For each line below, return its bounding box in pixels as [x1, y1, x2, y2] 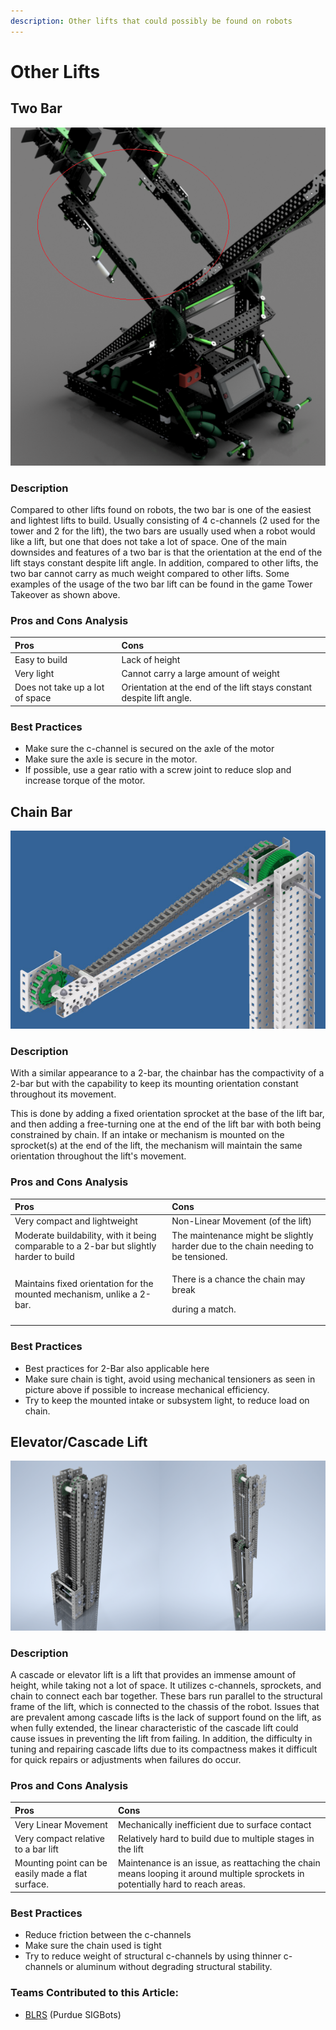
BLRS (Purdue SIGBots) [24, 2008, 122, 2020]
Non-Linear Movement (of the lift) [171, 1215, 313, 1227]
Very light [14, 668, 55, 680]
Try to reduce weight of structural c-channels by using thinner [24, 1950, 282, 1962]
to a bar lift [14, 1843, 59, 1855]
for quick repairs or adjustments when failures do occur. [10, 1753, 242, 1765]
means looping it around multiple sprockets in [117, 1868, 305, 1880]
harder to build [14, 1250, 75, 1262]
